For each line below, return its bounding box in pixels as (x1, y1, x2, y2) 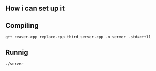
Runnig (5, 48, 28, 57)
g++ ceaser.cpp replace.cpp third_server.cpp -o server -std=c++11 (5, 35, 151, 40)
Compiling (5, 21, 39, 30)
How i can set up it (5, 4, 65, 13)
